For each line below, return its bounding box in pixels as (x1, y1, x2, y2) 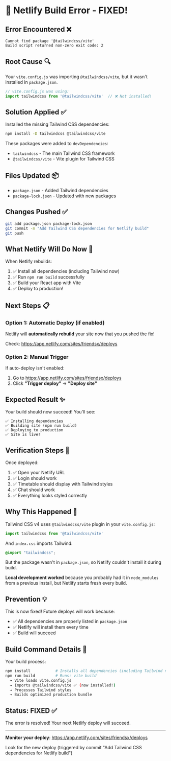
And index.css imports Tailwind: (5, 540, 73, 546)
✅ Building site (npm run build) (5, 423, 77, 428)
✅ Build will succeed (12, 630, 56, 636)
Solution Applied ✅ (5, 107, 67, 117)
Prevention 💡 (5, 595, 47, 604)
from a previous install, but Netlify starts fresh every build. (5, 580, 127, 586)
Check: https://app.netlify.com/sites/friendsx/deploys (5, 341, 118, 347)
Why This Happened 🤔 (5, 508, 78, 516)
